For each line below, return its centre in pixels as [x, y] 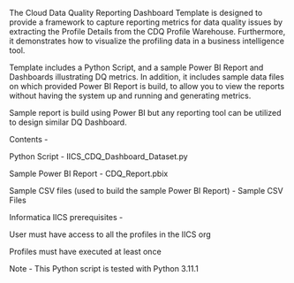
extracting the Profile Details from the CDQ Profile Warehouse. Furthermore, [147, 31]
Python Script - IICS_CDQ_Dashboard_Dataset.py [98, 157]
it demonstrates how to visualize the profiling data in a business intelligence [147, 41]
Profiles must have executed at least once [85, 252]
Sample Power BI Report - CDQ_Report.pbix [89, 173]
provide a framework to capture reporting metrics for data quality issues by [146, 22]
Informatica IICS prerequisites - [66, 217]
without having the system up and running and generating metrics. [130, 96]
